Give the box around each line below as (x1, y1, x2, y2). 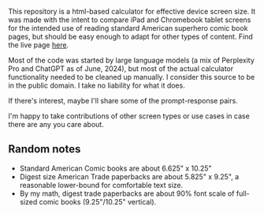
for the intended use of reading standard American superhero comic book (8, 24, 248, 32)
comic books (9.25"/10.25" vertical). (39, 197, 157, 206)
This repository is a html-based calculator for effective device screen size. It (8, 7, 256, 16)
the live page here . (8, 40, 69, 50)
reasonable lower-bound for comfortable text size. (19, 180, 184, 190)
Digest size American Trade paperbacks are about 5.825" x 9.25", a (19, 171, 240, 181)
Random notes (8, 142, 81, 156)
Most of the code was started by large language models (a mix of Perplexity (8, 55, 255, 65)
